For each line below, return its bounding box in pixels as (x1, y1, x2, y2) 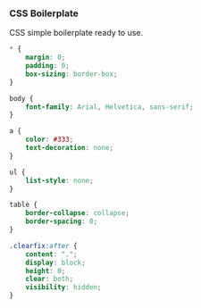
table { (9, 200, 38, 210)
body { (9, 94, 34, 103)
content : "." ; (25, 249, 78, 259)
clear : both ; (25, 275, 74, 284)
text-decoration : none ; (25, 144, 114, 153)
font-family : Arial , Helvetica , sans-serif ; (25, 102, 194, 112)
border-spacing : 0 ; (25, 217, 98, 226)
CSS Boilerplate (9, 7, 79, 20)
